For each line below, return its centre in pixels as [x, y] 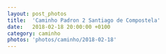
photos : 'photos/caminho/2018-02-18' [62, 40]
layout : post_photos [37, 14]
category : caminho [34, 33]
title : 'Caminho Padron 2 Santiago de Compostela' [84, 20]
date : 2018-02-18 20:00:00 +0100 [59, 27]
